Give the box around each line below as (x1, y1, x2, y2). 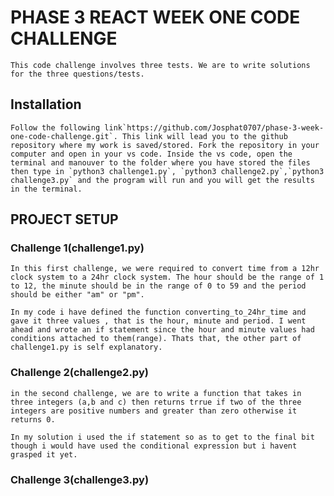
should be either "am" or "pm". (10, 290, 145, 300)
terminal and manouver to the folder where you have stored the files (10, 157, 311, 168)
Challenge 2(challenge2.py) (10, 366, 149, 380)
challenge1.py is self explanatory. (10, 342, 163, 353)
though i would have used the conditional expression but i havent (10, 441, 298, 451)
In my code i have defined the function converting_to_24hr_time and (10, 307, 307, 318)
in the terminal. (10, 184, 83, 194)
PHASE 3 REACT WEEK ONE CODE (10, 6, 301, 29)
